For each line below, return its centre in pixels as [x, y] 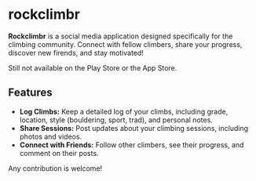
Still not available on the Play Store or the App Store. [93, 67]
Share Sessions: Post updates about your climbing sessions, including [134, 128]
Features [30, 93]
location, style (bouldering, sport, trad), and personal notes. [116, 120]
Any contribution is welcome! [55, 168]
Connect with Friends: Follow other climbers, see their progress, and [132, 145]
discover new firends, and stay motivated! [76, 52]
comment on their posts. [59, 153]
